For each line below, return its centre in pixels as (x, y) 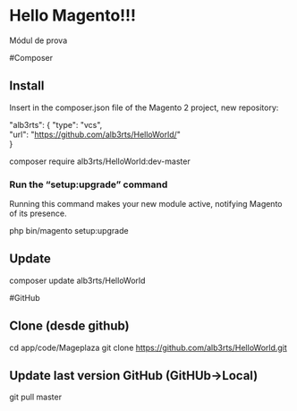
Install (27, 86)
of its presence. (38, 214)
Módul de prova (38, 40)
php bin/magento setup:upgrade (69, 231)
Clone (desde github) (69, 326)
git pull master (36, 397)
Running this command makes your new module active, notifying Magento (146, 204)
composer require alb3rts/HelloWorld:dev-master (100, 161)
